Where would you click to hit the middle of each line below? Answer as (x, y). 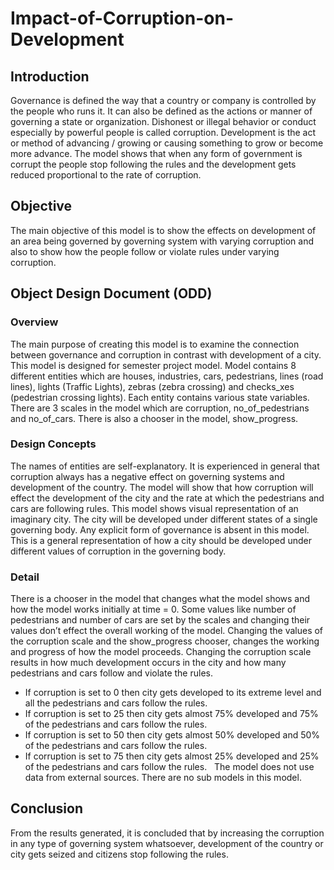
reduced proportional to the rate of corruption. (106, 175)
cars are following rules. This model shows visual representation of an (154, 508)
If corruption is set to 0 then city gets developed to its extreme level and (173, 693)
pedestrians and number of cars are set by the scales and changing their (160, 620)
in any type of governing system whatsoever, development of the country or (167, 843)
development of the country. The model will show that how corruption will (162, 487)
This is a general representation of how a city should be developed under (161, 540)
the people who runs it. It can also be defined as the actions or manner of (161, 111)
